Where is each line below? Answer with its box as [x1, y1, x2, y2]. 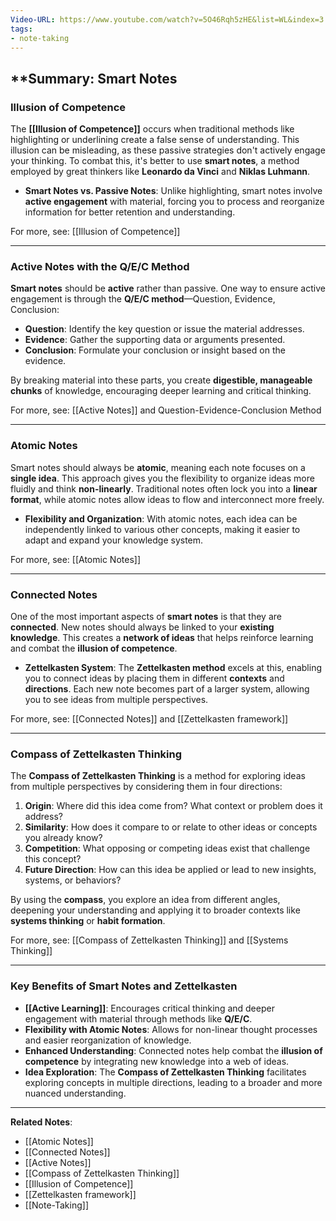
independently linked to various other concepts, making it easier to [24, 523, 301, 535]
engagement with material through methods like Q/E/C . [24, 1012, 253, 1025]
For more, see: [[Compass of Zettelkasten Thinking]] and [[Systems [10, 934, 289, 946]
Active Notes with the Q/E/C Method [10, 259, 190, 273]
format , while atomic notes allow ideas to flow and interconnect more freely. [10, 493, 325, 505]
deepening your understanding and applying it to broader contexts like [10, 904, 301, 916]
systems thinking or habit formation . [10, 915, 166, 927]
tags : [10, 24, 33, 34]
